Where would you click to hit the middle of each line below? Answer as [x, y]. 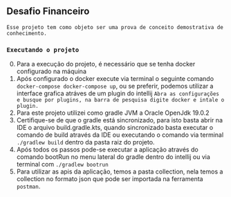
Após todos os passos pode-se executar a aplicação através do [107, 150]
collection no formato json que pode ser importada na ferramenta [110, 179]
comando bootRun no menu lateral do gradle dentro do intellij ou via [113, 157]
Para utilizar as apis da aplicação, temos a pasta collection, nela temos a [120, 171]
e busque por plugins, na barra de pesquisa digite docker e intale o [120, 100]
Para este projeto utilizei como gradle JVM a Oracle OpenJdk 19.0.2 [113, 113]
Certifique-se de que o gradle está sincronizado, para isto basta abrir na [119, 120]
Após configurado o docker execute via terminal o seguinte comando [115, 79]
